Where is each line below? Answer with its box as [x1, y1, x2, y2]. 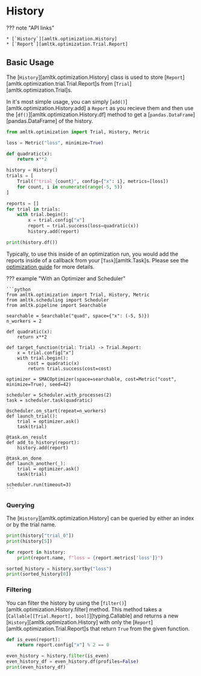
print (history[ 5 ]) [6, 538, 53, 544]
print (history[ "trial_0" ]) [6, 532, 74, 539]
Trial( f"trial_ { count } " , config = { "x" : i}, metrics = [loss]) [17, 178, 169, 185]
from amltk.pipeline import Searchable [6, 302, 107, 308]
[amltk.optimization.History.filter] [6, 605, 88, 613]
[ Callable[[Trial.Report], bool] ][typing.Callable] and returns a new [6, 612, 179, 619]
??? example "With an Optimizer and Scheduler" [6, 274, 126, 282]
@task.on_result [6, 434, 47, 440]
